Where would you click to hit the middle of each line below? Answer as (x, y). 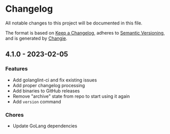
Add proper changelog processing (49, 85)
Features (17, 69)
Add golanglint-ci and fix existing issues (55, 80)
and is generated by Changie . (36, 38)
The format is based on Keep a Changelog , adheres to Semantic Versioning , (85, 33)
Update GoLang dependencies (45, 126)
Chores (15, 115)
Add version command (37, 101)
